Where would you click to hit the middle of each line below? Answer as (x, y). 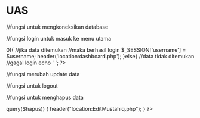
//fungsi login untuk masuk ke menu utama (59, 38)
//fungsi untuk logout (32, 86)
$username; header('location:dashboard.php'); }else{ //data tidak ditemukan (100, 56)
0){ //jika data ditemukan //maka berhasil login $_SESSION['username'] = (96, 50)
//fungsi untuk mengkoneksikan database (57, 27)
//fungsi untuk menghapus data (45, 97)
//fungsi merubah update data (43, 74)
